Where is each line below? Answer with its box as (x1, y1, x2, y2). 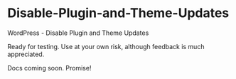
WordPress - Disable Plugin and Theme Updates (7, 28, 149, 37)
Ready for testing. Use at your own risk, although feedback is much (7, 42, 205, 51)
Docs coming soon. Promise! (7, 63, 92, 72)
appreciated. (7, 50, 45, 58)
